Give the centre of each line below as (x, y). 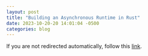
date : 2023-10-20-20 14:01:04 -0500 (53, 23)
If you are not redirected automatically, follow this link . (74, 46)
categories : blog (28, 29)
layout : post (23, 12)
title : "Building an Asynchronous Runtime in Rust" (73, 18)
